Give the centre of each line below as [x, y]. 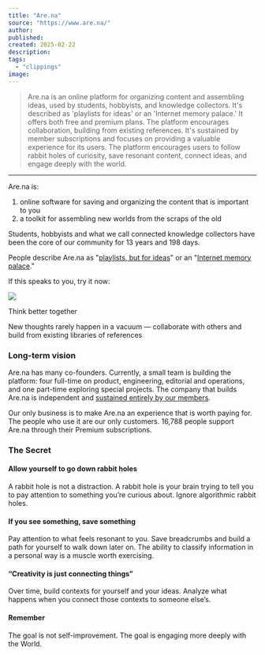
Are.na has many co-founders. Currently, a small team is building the [120, 372]
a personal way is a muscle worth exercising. [81, 556]
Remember [27, 618]
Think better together [43, 311]
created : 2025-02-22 [42, 45]
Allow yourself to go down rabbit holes [73, 469]
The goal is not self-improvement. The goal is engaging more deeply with [127, 635]
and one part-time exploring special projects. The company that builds [123, 389]
